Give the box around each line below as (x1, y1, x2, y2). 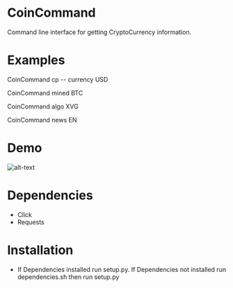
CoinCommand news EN (7, 115, 78, 124)
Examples (7, 52, 65, 68)
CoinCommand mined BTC (7, 88, 83, 97)
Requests (17, 218, 45, 226)
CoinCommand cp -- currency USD (7, 75, 109, 83)
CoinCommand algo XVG (7, 102, 79, 111)
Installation (7, 242, 74, 258)
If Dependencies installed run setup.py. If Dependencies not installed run (17, 265, 227, 273)
